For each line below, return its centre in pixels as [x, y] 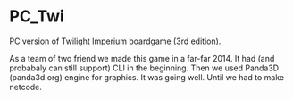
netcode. [26, 87]
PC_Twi [37, 16]
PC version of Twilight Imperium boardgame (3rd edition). [115, 41]
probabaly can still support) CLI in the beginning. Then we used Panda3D [144, 68]
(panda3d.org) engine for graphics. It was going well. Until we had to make [146, 77]
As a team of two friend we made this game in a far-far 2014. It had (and [142, 58]
